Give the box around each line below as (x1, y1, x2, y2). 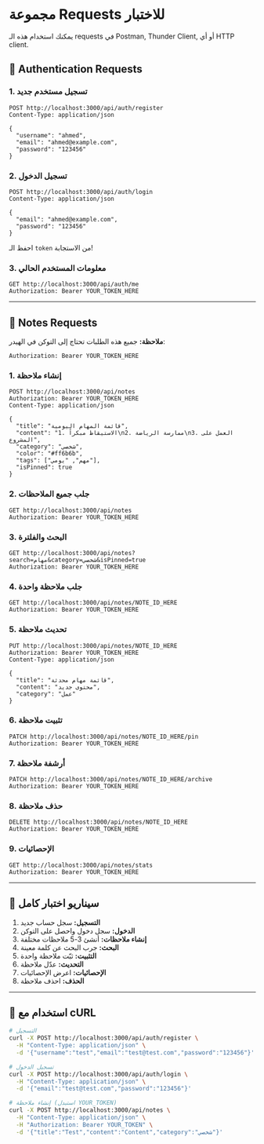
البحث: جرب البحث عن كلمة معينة (20, 942, 120, 952)
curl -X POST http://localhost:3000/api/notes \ (9, 1106, 171, 1114)
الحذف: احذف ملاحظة (20, 976, 85, 985)
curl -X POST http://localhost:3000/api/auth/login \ (9, 1070, 189, 1078)
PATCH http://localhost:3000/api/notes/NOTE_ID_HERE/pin (9, 733, 199, 740)
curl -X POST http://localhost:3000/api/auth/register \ (9, 1034, 199, 1042)
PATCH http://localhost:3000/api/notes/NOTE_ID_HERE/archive (9, 776, 213, 784)
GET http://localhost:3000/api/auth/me (9, 280, 139, 288)
